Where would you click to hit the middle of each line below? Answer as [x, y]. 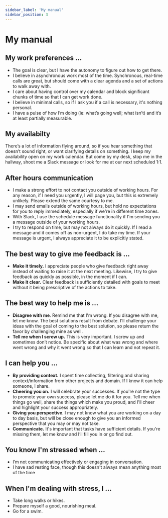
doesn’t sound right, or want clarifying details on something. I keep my [78, 151]
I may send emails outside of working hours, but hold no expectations [84, 206]
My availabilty [28, 134]
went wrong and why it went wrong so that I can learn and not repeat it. [86, 347]
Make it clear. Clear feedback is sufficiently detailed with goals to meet [86, 282]
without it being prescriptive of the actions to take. [64, 287]
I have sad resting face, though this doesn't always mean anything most [87, 467]
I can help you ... [32, 363]
